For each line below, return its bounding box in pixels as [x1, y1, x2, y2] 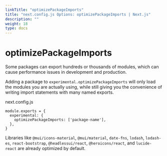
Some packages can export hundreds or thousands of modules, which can [5, 64, 159, 70]
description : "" [5, 16, 39, 21]
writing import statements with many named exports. [5, 89, 114, 95]
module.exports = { [5, 109, 46, 114]
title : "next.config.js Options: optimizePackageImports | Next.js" [5, 12, 151, 17]
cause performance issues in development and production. [5, 69, 127, 75]
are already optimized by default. [17, 146, 86, 152]
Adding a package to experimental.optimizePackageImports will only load [5, 79, 156, 85]
